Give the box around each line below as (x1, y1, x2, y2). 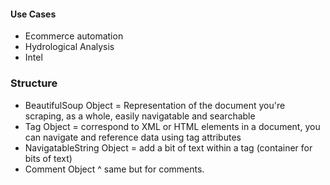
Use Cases (10, 8, 57, 20)
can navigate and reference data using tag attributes (24, 131, 242, 143)
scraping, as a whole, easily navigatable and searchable (24, 110, 256, 122)
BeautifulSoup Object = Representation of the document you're (24, 99, 286, 111)
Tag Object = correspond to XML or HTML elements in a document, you (24, 120, 321, 132)
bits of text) (24, 152, 73, 164)
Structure (10, 76, 58, 90)
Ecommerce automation (24, 30, 124, 42)
